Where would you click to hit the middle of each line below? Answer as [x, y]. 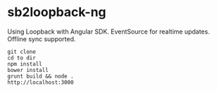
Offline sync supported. [42, 38]
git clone [22, 52]
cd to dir [22, 58]
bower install [28, 70]
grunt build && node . [41, 76]
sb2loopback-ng [57, 12]
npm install [25, 64]
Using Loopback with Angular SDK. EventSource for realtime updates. [108, 31]
